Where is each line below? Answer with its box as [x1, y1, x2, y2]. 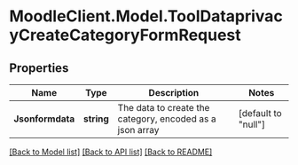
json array [117, 124, 160, 136]
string [82, 113, 109, 125]
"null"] [238, 118, 266, 130]
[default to [238, 107, 282, 119]
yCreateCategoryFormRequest [9, 25, 241, 45]
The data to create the [117, 102, 210, 114]
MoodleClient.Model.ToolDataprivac [9, 6, 284, 27]
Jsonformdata [13, 113, 75, 125]
